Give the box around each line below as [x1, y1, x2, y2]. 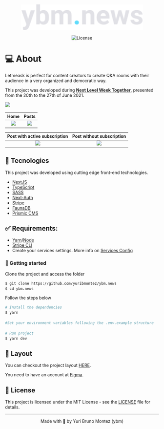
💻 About [5, 53, 41, 64]
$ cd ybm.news [5, 286, 34, 291]
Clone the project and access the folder [5, 271, 85, 277]
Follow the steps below [5, 295, 51, 301]
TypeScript [12, 184, 35, 190]
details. [5, 404, 20, 410]
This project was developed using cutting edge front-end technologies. [5, 170, 148, 175]
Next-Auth [12, 194, 33, 200]
